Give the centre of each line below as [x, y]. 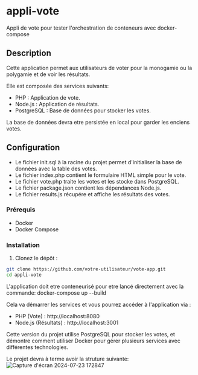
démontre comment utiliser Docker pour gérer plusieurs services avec [94, 341]
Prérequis [21, 210]
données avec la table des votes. [56, 168]
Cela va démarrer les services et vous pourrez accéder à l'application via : [99, 304]
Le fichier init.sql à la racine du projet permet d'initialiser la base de [98, 162]
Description [29, 53]
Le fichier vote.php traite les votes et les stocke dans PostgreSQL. [97, 181]
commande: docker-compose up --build [56, 293]
